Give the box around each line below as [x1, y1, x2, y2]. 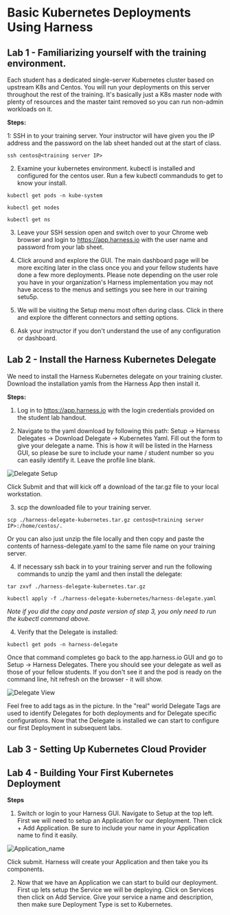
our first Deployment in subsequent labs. [7, 723, 122, 731]
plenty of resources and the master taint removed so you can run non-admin [7, 98, 224, 106]
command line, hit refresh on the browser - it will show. [7, 675, 163, 683]
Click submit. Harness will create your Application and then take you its [7, 858, 209, 866]
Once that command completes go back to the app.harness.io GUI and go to [7, 653, 223, 661]
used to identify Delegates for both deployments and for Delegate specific [7, 709, 217, 717]
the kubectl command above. [7, 614, 91, 623]
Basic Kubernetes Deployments [7, 5, 191, 21]
